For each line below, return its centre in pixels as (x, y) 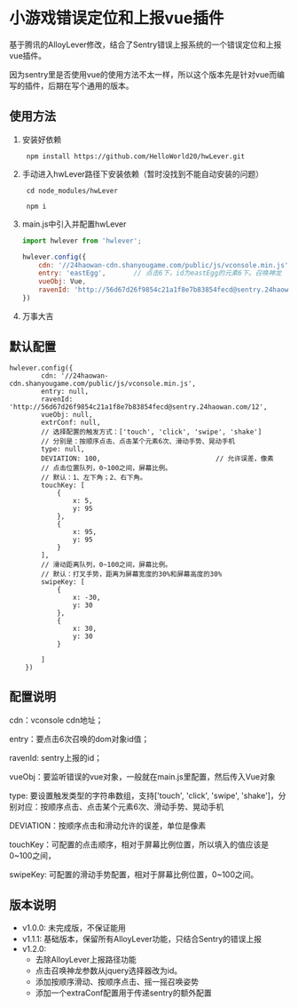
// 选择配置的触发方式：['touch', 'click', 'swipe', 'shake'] (152, 432)
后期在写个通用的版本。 (90, 85)
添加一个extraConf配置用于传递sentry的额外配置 (123, 993)
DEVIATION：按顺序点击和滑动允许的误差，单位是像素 (108, 825)
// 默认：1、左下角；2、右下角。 (94, 477)
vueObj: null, (67, 414)
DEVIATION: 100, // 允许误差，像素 (157, 459)
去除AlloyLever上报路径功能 (86, 960)
